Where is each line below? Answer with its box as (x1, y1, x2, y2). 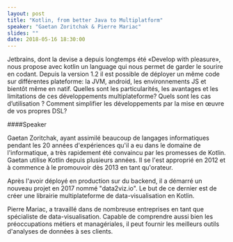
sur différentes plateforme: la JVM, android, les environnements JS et (7, 77, 207, 86)
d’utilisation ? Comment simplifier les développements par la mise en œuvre (7, 99, 225, 108)
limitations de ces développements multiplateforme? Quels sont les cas (7, 92, 211, 101)
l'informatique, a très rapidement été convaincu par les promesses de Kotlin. (7, 149, 226, 157)
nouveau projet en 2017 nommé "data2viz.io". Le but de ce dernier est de (7, 184, 217, 193)
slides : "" (7, 29, 39, 37)
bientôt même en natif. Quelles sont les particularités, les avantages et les (7, 85, 219, 93)
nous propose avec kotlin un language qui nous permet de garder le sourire (7, 63, 224, 71)
